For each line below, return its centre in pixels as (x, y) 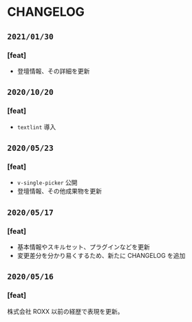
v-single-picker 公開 (47, 182)
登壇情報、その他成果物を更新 (59, 191)
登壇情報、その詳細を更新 (53, 71)
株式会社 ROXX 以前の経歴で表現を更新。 (65, 311)
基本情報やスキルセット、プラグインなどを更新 (83, 247)
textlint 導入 (36, 127)
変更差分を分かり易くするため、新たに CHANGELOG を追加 (101, 255)
